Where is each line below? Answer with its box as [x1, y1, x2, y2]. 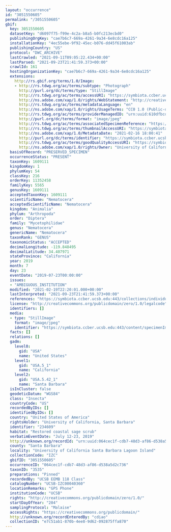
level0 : [14, 344, 31, 349]
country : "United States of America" [10, 415, 90, 420]
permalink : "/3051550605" [5, 17, 60, 22]
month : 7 [10, 263, 28, 269]
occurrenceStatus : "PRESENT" [10, 154, 72, 159]
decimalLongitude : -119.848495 [10, 244, 76, 250]
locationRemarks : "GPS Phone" [10, 486, 74, 491]
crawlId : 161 [10, 64, 38, 69]
